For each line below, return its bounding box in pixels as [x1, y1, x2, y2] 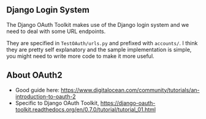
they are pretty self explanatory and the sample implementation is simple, [6, 46, 192, 53]
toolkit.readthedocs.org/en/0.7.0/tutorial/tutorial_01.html [15, 106, 156, 113]
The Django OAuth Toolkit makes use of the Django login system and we [6, 21, 189, 28]
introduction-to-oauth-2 [15, 93, 76, 100]
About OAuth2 [6, 70, 63, 81]
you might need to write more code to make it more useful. [6, 52, 154, 60]
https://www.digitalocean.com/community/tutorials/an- [61, 86, 200, 93]
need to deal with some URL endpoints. [6, 27, 106, 35]
